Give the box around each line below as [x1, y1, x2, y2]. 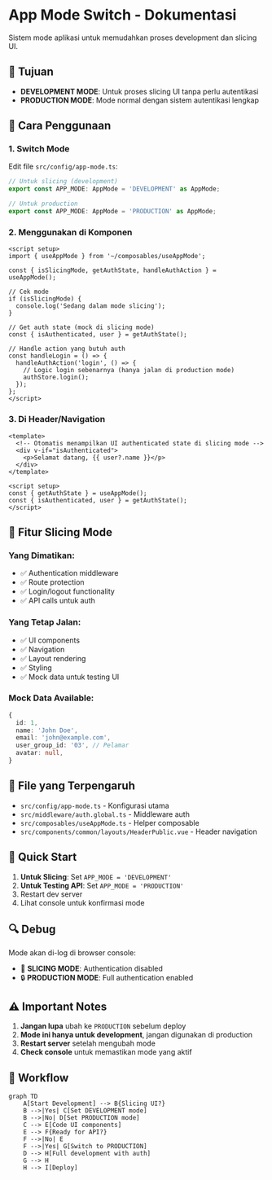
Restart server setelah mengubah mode [20, 1038, 156, 1048]
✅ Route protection [20, 577, 85, 587]
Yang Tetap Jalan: [8, 616, 81, 628]
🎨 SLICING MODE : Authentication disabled [20, 963, 163, 974]
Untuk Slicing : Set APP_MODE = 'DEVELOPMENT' [20, 871, 172, 881]
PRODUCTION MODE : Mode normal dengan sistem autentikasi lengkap [20, 95, 259, 105]
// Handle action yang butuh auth [8, 344, 126, 353]
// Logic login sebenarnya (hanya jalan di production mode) [23, 366, 235, 375]
